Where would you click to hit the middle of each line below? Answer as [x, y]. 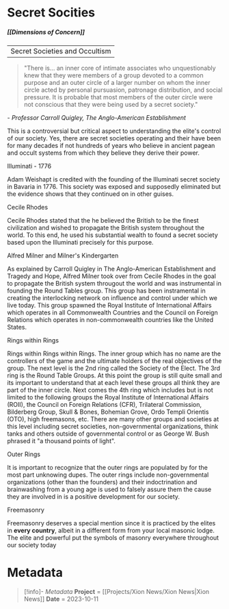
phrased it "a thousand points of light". [62, 441]
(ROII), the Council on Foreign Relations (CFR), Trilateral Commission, [104, 405]
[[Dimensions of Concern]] [46, 32]
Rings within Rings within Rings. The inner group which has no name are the [114, 353]
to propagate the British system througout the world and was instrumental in [114, 284]
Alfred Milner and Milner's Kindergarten [63, 256]
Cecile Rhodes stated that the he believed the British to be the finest [103, 221]
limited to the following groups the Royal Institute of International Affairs [108, 397]
